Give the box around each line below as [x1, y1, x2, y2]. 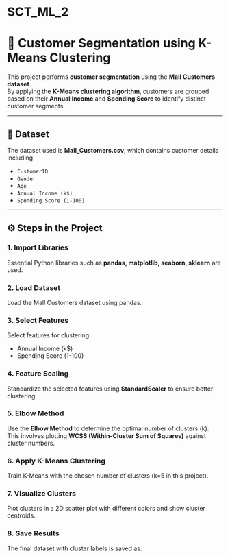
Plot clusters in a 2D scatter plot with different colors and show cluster [7, 505, 205, 513]
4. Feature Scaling [7, 369, 69, 378]
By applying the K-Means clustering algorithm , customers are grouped [7, 87, 209, 96]
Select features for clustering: [7, 331, 91, 339]
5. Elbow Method [7, 409, 64, 418]
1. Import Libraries [7, 243, 68, 252]
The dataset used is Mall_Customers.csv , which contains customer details [7, 146, 219, 154]
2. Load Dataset [7, 282, 61, 292]
